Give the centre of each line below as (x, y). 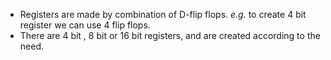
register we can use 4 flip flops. (85, 25)
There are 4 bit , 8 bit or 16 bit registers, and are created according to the (170, 35)
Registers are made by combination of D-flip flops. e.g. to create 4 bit (163, 14)
